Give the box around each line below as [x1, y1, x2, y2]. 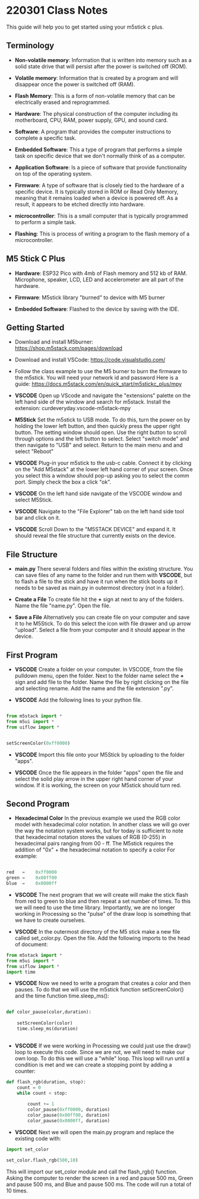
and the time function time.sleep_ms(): [14, 992, 109, 999]
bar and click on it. [14, 514, 61, 522]
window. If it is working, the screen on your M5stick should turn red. [14, 782, 182, 789]
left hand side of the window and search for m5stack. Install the [14, 398, 171, 405]
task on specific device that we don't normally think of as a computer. [14, 152, 186, 159]
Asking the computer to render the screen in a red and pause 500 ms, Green [6, 1174, 194, 1181]
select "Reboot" [14, 448, 54, 455]
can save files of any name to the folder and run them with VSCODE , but [14, 572, 192, 579]
